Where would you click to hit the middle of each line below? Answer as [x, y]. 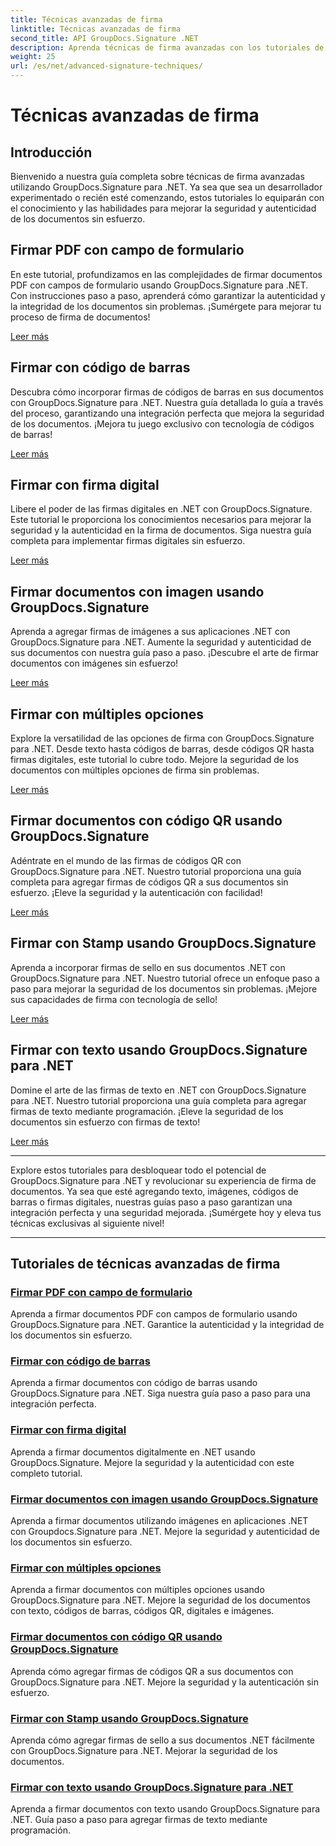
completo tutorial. [46, 1473]
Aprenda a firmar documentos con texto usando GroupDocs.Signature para [165, 1809]
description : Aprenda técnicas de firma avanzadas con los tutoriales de [167, 47]
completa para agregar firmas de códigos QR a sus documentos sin [149, 882]
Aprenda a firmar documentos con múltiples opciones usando [137, 1590]
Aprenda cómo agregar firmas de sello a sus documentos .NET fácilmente [162, 1740]
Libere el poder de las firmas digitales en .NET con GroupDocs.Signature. [161, 509]
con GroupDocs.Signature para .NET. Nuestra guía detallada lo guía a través [167, 402]
